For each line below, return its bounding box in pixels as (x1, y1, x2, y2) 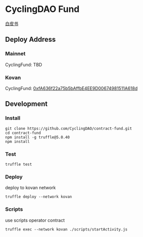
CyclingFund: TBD (5, 61, 42, 68)
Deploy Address (5, 35, 56, 44)
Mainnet (5, 50, 26, 57)
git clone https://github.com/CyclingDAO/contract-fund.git (5, 126, 133, 131)
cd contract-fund (5, 130, 41, 135)
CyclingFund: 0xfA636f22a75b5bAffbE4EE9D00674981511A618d (5, 85, 138, 91)
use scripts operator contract (5, 217, 65, 223)
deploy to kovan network (5, 185, 56, 191)
